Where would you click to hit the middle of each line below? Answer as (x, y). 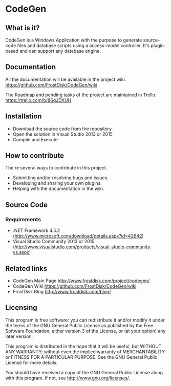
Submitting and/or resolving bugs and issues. (60, 178)
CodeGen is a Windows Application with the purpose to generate (74, 40)
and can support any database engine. (60, 51)
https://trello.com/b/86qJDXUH (38, 100)
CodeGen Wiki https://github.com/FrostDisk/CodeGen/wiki (74, 286)
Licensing (21, 308)
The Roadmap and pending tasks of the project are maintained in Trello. (81, 95)
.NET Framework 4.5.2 (36, 230)
